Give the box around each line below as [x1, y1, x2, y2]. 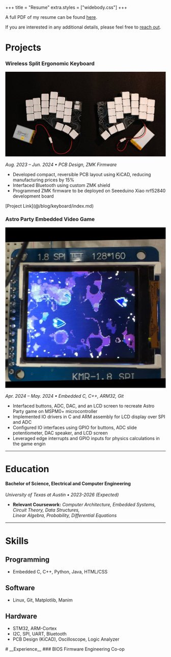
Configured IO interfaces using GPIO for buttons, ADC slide [12, 425, 137, 431]
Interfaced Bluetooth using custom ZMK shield [12, 182, 110, 188]
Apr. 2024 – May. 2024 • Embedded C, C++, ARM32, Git [5, 393, 124, 399]
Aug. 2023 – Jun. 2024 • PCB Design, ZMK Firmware [5, 161, 117, 168]
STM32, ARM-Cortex [12, 625, 57, 632]
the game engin [12, 441, 46, 447]
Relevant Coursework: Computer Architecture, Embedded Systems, [12, 502, 156, 508]
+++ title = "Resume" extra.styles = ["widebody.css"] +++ [5, 5, 127, 10]
